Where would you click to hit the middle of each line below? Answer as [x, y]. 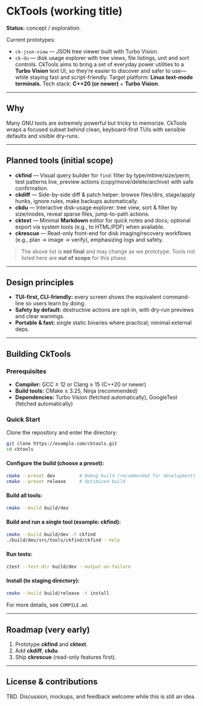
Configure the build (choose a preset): [55, 463]
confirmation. [32, 188]
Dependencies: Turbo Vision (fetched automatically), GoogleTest [96, 398]
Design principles [40, 282]
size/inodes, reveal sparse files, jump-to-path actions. [82, 214]
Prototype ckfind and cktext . [51, 644]
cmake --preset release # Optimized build [66, 482]
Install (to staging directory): [43, 581]
